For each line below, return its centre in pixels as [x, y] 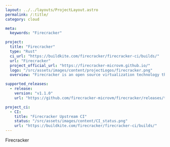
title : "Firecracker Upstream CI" [51, 116]
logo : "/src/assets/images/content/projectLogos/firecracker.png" [81, 70]
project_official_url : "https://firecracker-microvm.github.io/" [80, 65]
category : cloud [22, 19]
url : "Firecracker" [30, 61]
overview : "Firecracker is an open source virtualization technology [84, 75]
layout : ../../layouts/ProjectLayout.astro [52, 10]
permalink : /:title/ [27, 15]
